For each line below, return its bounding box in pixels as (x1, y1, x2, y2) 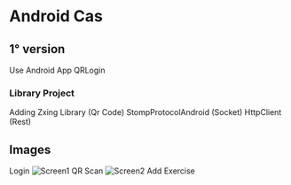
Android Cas (9, 6, 104, 27)
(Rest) (9, 117, 32, 127)
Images (9, 142, 51, 157)
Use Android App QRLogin (9, 65, 106, 75)
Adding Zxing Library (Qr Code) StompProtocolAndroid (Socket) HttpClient (9, 107, 282, 118)
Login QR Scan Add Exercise (9, 166, 195, 176)
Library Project (9, 87, 75, 99)
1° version (9, 42, 66, 57)
